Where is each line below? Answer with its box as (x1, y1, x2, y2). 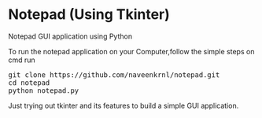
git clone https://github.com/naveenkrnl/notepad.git (8, 70, 220, 79)
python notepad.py (8, 86, 79, 95)
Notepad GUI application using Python (8, 31, 132, 41)
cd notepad (8, 78, 50, 87)
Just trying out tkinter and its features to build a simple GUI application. (8, 101, 239, 110)
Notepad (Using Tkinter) (8, 6, 171, 24)
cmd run (8, 55, 35, 65)
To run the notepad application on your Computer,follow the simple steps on (8, 46, 255, 56)
